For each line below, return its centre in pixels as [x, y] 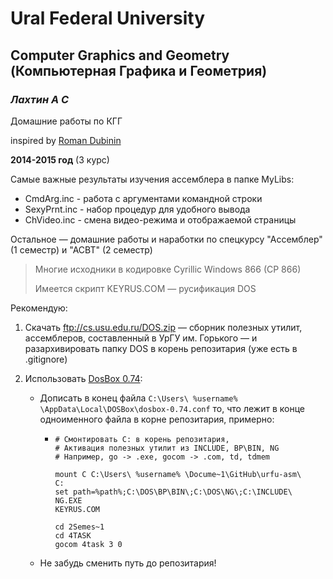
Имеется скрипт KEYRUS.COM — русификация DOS [145, 288]
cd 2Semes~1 [79, 527]
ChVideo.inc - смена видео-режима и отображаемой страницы [160, 219]
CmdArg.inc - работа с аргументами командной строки [143, 198]
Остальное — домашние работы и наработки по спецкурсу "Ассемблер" [166, 239]
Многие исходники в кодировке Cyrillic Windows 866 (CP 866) [168, 269]
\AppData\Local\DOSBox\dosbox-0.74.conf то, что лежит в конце [172, 408]
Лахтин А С [40, 99]
